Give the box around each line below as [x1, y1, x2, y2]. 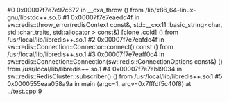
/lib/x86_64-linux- [145, 6, 196, 14]
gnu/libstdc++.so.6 [7, 13, 62, 22]
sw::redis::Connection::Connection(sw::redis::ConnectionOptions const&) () [7, 58, 223, 65]
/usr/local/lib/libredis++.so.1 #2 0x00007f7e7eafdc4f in [7, 35, 164, 44]
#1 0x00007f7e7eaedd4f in [62, 13, 140, 22]
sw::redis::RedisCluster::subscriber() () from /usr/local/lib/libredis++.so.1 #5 [7, 72, 223, 80]
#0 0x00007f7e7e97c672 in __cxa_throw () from [7, 6, 144, 14]
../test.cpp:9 [7, 87, 42, 95]
